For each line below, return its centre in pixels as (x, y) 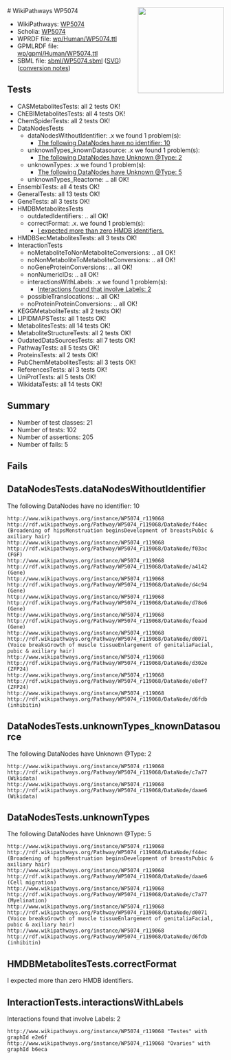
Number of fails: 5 (43, 444)
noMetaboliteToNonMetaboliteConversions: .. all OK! (101, 252)
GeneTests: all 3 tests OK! (54, 201)
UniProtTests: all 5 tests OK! (56, 377)
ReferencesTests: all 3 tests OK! (62, 369)
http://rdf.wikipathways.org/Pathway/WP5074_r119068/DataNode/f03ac (107, 549)
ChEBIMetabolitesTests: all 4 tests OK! (71, 114)
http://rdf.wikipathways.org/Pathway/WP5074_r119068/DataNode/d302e (107, 663)
